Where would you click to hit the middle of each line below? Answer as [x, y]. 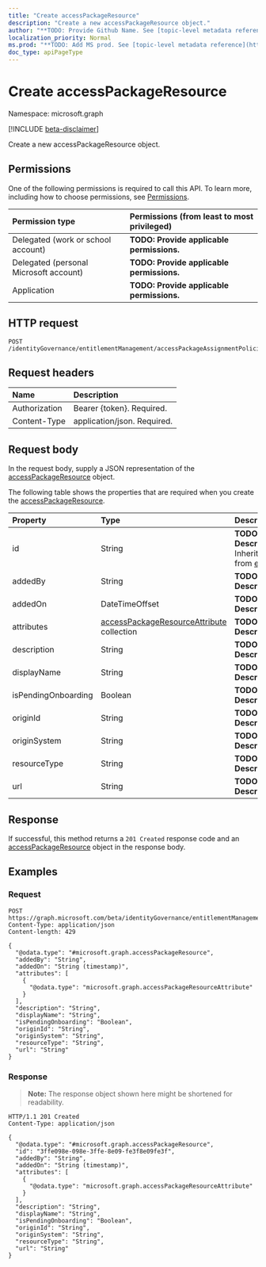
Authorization [37, 408]
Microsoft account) [48, 272]
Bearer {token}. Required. [120, 408]
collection [119, 632]
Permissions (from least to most [192, 216]
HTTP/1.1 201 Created [44, 1116]
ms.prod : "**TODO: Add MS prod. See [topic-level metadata [108, 45]
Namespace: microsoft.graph [56, 113]
